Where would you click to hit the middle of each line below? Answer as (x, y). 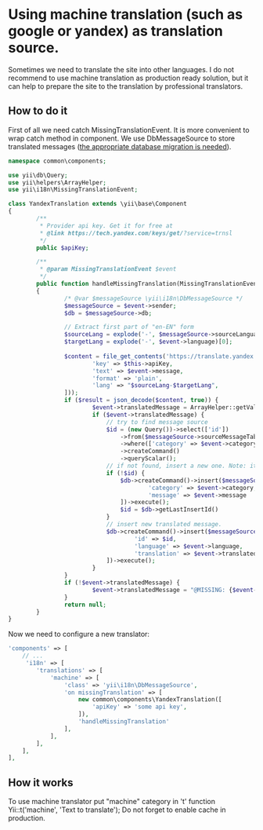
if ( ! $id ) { (126, 473)
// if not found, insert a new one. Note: (176, 466)
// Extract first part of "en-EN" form (129, 327)
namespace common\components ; (58, 161)
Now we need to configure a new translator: (79, 634)
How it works (41, 782)
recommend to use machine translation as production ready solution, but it (128, 78)
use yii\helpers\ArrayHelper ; (58, 182)
